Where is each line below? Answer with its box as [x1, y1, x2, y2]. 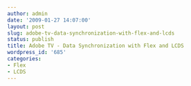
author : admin [7, 10, 48, 17]
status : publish [7, 36, 54, 43]
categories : [7, 55, 42, 62]
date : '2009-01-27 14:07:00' [7, 17, 91, 24]
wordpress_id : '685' [7, 49, 67, 56]
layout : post [7, 23, 45, 30]
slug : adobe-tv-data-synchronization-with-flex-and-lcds [7, 29, 175, 37]
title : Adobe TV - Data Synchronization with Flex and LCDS [7, 42, 185, 49]
